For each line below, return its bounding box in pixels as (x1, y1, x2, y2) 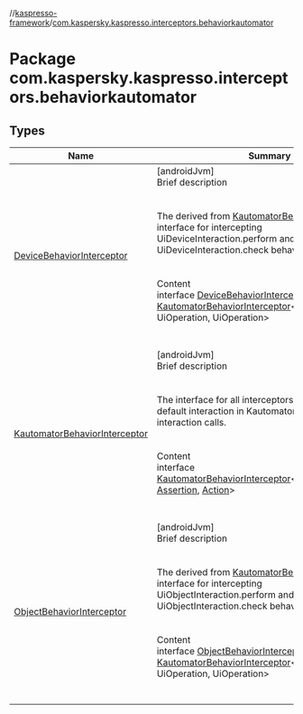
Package (9, 49, 77, 69)
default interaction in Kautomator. (156, 405, 299, 417)
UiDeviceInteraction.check (156, 243, 269, 256)
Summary (247, 150, 291, 161)
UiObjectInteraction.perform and (156, 589, 295, 600)
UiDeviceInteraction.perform (156, 233, 278, 244)
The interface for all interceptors (156, 394, 294, 406)
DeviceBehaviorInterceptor (14, 250, 128, 261)
